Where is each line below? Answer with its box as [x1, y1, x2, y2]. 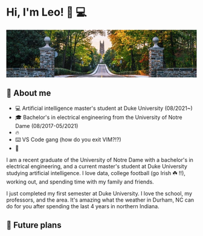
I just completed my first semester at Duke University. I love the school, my [6, 190, 192, 197]
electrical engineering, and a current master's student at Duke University [6, 162, 187, 170]
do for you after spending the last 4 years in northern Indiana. [6, 202, 159, 209]
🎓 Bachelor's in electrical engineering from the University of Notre [14, 113, 182, 121]
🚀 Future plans [6, 220, 62, 231]
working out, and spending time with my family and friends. [6, 178, 154, 185]
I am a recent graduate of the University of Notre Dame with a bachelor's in [6, 156, 193, 164]
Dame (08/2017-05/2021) [14, 122, 79, 129]
